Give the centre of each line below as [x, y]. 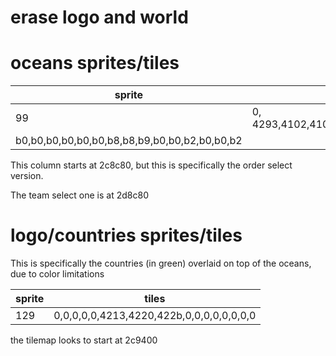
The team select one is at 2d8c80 [79, 195]
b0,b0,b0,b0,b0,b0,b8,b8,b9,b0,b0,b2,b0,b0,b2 [129, 141]
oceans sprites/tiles [95, 63]
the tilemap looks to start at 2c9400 [84, 340]
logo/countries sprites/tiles [126, 235]
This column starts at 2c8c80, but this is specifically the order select [151, 165]
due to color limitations [57, 274]
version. [27, 176]
